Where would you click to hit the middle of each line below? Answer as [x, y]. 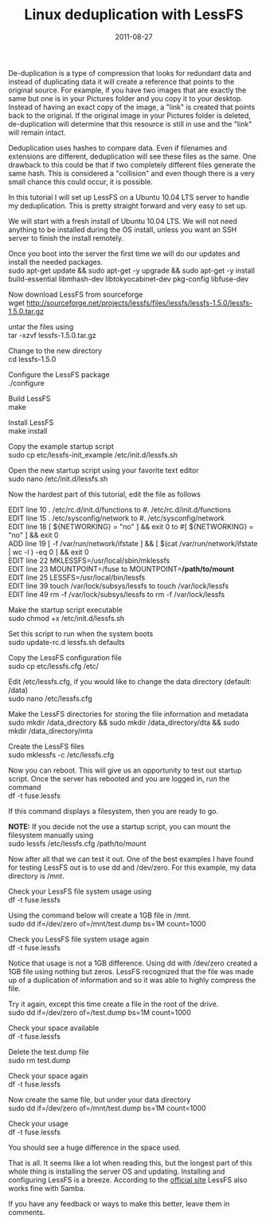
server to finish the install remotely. [66, 238]
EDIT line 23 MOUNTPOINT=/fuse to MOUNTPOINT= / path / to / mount [121, 568]
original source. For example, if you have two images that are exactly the [127, 90]
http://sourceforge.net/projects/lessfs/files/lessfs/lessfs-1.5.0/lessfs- [140, 303]
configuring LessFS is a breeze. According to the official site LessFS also [128, 1180]
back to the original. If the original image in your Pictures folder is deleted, [129, 115]
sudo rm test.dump [39, 1060]
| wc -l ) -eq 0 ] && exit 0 [49, 552]
